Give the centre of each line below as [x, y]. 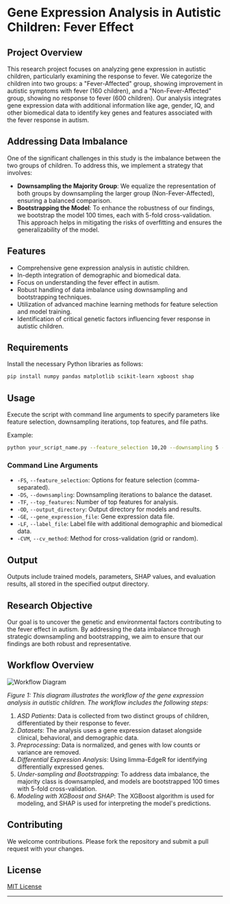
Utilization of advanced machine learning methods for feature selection [117, 304]
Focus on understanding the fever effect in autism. [88, 282]
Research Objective [50, 605]
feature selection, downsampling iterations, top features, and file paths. [108, 422]
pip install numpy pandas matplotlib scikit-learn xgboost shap [101, 377]
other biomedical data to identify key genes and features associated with [110, 112]
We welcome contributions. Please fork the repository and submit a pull [108, 841]
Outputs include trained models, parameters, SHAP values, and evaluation [111, 577]
